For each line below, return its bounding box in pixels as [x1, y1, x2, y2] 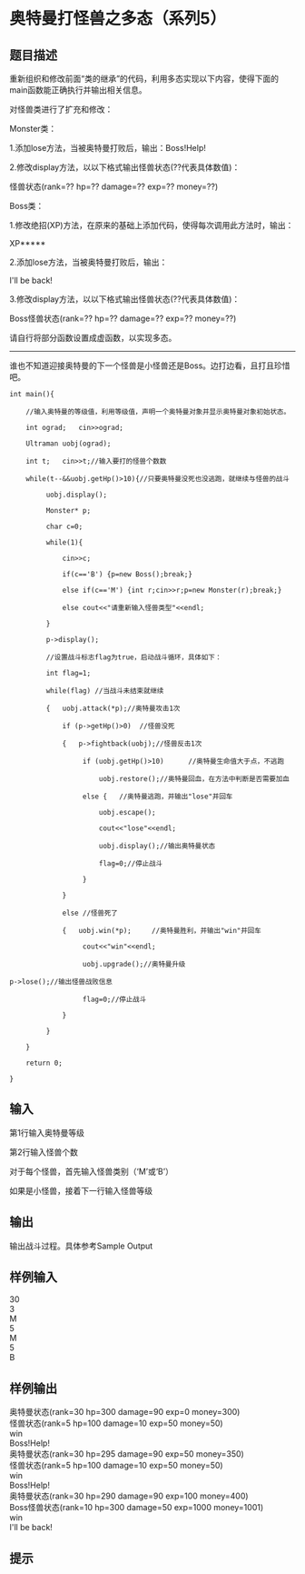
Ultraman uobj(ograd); [25, 439, 112, 448]
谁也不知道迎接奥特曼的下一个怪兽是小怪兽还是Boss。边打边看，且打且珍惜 [9, 360, 290, 371]
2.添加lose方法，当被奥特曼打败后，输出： [9, 256, 168, 267]
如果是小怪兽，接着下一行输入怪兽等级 [9, 1185, 152, 1196]
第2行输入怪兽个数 [9, 1147, 79, 1158]
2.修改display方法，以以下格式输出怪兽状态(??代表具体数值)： [9, 162, 241, 173]
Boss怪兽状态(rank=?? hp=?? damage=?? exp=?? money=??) [9, 313, 237, 324]
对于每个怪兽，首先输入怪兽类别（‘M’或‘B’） [9, 1166, 174, 1177]
